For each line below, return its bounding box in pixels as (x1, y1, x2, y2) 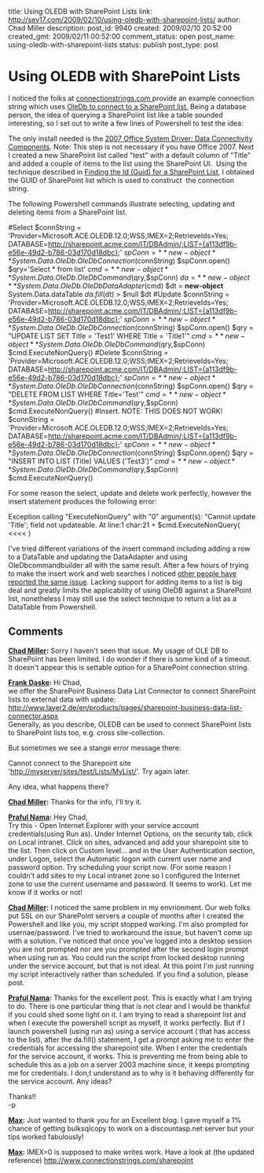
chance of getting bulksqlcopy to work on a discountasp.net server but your (8, 1124, 255, 1133)
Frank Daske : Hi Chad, (8, 677, 82, 687)
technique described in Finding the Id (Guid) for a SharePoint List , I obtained (8, 167, 255, 176)
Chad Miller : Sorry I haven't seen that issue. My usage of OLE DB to (8, 646, 229, 655)
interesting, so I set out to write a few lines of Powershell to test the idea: (8, 118, 244, 128)
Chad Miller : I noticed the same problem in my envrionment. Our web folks (8, 903, 251, 912)
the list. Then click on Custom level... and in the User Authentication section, (8, 845, 255, 855)
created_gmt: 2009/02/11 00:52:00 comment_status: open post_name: (8, 31, 236, 41)
